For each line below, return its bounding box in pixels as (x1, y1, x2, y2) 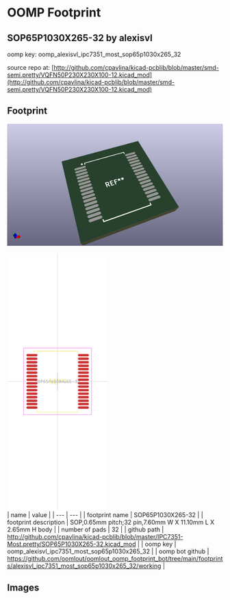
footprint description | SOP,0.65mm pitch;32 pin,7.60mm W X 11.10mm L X (7, 518, 215, 527)
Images (7, 582, 40, 593)
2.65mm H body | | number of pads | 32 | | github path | (7, 525, 164, 534)
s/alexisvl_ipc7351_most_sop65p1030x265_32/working (7, 562, 162, 570)
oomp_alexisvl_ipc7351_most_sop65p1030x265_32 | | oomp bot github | (7, 547, 209, 555)
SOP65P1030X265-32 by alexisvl (7, 32, 153, 44)
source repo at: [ (7, 64, 54, 71)
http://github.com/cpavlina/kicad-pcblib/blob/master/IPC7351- (7, 533, 183, 541)
